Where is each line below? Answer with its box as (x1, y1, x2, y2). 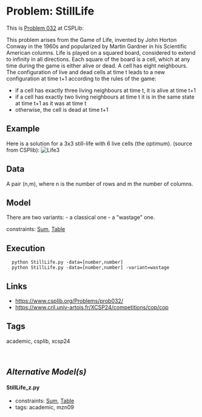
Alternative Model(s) (6, 367, 87, 377)
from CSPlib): (6, 146, 40, 153)
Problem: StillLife (6, 4, 95, 18)
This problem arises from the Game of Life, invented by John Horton (6, 36, 177, 43)
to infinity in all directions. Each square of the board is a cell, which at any (6, 55, 190, 63)
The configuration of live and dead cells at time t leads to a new (6, 68, 166, 75)
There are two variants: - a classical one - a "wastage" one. (6, 214, 155, 221)
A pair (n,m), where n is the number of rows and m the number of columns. (6, 180, 194, 187)
